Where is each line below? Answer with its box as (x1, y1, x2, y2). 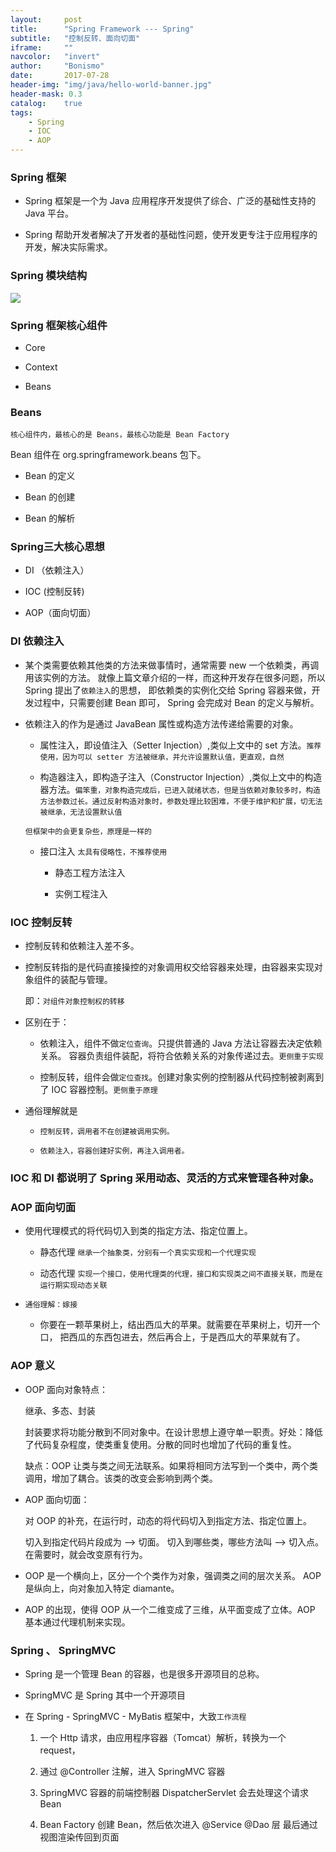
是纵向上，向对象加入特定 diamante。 (24, 1582, 180, 1594)
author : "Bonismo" (10, 61, 105, 71)
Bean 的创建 (24, 491, 76, 503)
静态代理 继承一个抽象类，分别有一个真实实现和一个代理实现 (39, 1246, 257, 1258)
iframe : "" (10, 42, 74, 53)
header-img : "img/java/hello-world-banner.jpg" (10, 80, 213, 90)
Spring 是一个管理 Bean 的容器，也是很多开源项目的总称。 (24, 1667, 265, 1680)
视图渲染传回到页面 (39, 1831, 120, 1843)
